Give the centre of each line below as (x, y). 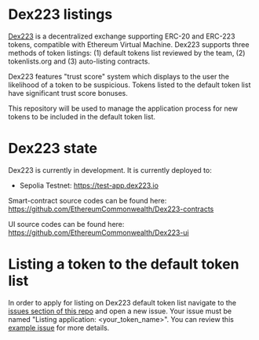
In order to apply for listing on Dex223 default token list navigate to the (122, 302)
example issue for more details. (59, 327)
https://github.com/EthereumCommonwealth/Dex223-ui (99, 232)
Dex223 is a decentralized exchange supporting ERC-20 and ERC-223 (122, 36)
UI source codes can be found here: (66, 224)
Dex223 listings (60, 15)
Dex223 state (53, 149)
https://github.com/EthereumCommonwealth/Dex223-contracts (111, 209)
